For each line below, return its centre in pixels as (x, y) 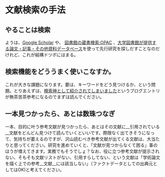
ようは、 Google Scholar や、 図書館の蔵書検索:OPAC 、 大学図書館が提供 (79, 43)
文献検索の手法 (35, 10)
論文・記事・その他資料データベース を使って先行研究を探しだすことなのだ (84, 49)
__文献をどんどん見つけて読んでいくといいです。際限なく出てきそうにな (78, 133)
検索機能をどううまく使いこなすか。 (60, 72)
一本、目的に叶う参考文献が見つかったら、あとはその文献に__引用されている (82, 126)
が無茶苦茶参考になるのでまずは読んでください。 (55, 97)
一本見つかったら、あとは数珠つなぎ (60, 114)
